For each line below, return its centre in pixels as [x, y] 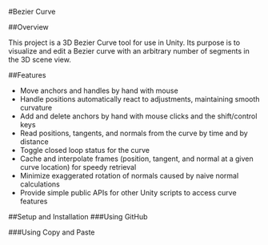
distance [34, 142]
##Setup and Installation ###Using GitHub [78, 217]
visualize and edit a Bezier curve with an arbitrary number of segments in [129, 51]
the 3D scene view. [40, 60]
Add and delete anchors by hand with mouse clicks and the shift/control [138, 116]
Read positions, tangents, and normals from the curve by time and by [134, 133]
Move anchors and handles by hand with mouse [99, 90]
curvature [36, 108]
